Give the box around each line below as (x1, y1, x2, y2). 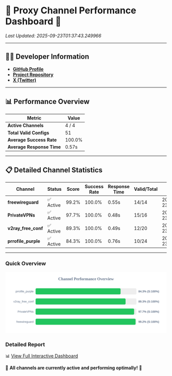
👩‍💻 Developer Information (5, 52, 90, 61)
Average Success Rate (7, 136, 57, 143)
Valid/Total (134, 186, 158, 192)
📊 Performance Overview (5, 97, 90, 106)
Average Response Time (7, 144, 61, 150)
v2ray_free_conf (7, 225, 44, 231)
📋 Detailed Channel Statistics (5, 166, 103, 174)
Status (47, 186, 62, 192)
